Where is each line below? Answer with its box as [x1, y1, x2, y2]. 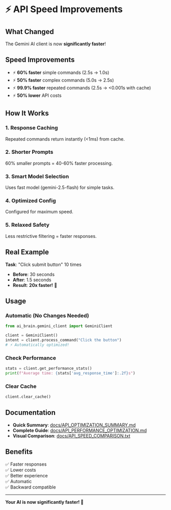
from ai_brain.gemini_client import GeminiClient [5, 324, 113, 329]
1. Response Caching [5, 124, 59, 131]
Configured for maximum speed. [5, 209, 74, 215]
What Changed [5, 27, 54, 36]
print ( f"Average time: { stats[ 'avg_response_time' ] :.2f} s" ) [5, 370, 136, 375]
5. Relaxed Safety [5, 222, 50, 229]
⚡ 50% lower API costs [12, 92, 62, 98]
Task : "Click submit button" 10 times [5, 261, 82, 267]
